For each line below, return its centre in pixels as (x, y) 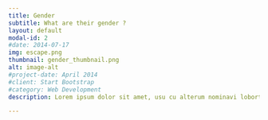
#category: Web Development (55, 89)
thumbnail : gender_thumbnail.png (64, 60)
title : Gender (32, 15)
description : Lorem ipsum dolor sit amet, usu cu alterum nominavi (123, 97)
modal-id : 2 (28, 38)
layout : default (35, 30)
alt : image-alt (33, 68)
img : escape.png (35, 52)
